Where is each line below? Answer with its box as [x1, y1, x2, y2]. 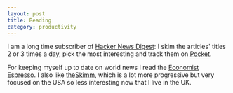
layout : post [7, 10, 46, 17]
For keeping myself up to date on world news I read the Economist [7, 64, 199, 72]
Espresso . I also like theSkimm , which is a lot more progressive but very [7, 71, 215, 79]
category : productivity [7, 23, 77, 30]
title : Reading [7, 17, 52, 24]
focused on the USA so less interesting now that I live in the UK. [7, 78, 192, 87]
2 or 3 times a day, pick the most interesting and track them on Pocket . [7, 50, 212, 58]
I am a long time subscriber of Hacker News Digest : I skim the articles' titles [7, 43, 227, 51]
